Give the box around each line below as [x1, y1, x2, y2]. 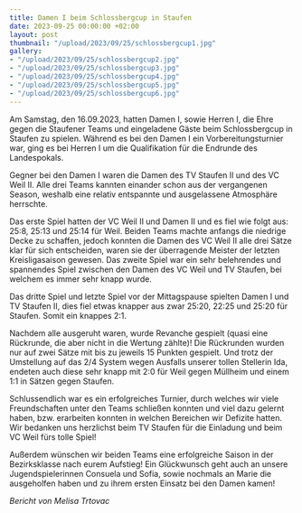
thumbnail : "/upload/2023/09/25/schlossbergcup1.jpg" [9, 38, 217, 48]
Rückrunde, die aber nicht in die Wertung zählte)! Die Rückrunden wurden [9, 337, 285, 348]
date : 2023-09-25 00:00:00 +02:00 [9, 22, 140, 31]
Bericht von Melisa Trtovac [9, 495, 110, 506]
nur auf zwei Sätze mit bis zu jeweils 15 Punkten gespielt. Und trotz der [9, 347, 274, 358]
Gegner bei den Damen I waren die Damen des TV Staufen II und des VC [9, 169, 280, 181]
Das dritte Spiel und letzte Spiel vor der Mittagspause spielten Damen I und [9, 291, 289, 302]
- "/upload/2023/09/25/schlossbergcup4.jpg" [9, 72, 180, 81]
